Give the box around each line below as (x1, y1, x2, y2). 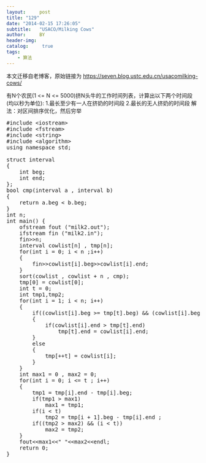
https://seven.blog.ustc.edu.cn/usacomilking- (82, 72, 198, 80)
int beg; (19, 168, 46, 175)
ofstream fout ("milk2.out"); (19, 223, 110, 231)
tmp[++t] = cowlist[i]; (45, 352, 116, 359)
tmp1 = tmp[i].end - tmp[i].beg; (32, 389, 133, 396)
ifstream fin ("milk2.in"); (19, 229, 104, 237)
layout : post (6, 9, 51, 15)
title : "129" (6, 15, 40, 21)
